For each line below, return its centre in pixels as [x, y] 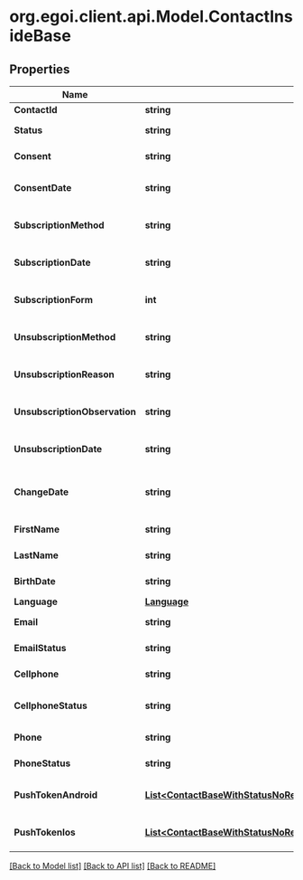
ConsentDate [43, 188]
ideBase [41, 36]
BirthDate [35, 581]
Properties [40, 69]
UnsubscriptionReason [64, 374]
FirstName [37, 529]
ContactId [36, 110]
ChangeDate [41, 492]
